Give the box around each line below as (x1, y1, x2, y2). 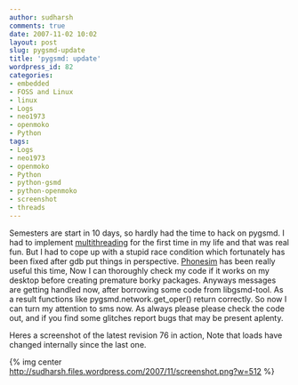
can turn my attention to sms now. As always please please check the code (9, 303, 285, 314)
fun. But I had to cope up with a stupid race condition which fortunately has (9, 246, 286, 257)
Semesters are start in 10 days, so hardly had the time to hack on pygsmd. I (9, 228, 285, 238)
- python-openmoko (9, 187, 77, 196)
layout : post (9, 37, 58, 47)
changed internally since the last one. (9, 339, 147, 349)
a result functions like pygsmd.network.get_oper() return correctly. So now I (9, 293, 287, 304)
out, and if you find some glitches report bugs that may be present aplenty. (9, 312, 284, 323)
